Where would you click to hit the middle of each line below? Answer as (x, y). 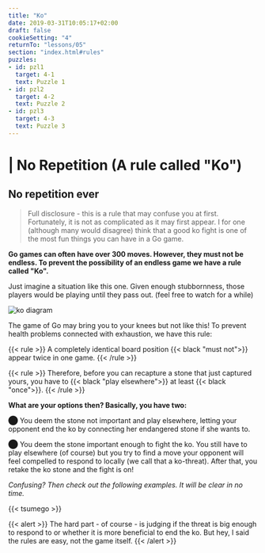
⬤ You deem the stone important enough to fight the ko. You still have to (128, 444)
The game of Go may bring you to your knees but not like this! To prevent (127, 325)
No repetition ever (54, 195)
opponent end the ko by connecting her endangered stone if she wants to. (129, 429)
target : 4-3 (35, 119)
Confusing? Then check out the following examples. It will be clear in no (126, 485)
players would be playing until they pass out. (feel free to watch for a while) (131, 295)
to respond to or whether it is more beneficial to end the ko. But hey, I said (129, 532)
